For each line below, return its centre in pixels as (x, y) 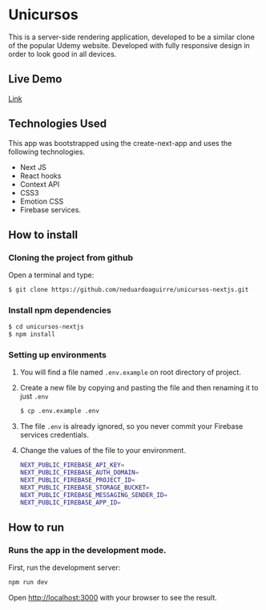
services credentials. (54, 435)
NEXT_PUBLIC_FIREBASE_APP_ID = (71, 503)
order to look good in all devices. (62, 54)
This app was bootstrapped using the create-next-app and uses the (120, 143)
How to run (36, 527)
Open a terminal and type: (51, 275)
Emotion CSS (42, 201)
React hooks (40, 176)
